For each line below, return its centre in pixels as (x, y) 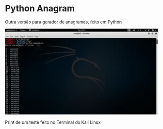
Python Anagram (40, 8)
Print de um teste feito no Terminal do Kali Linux (53, 122)
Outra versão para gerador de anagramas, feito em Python (64, 22)
